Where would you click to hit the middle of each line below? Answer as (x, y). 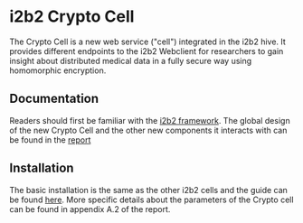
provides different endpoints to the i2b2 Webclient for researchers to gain (147, 51)
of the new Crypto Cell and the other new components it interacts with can (148, 130)
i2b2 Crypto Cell (72, 17)
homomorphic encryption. (58, 70)
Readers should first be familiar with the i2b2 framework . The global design (150, 120)
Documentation (54, 99)
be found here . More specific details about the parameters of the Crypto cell (151, 200)
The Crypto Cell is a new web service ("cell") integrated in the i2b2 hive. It (148, 42)
